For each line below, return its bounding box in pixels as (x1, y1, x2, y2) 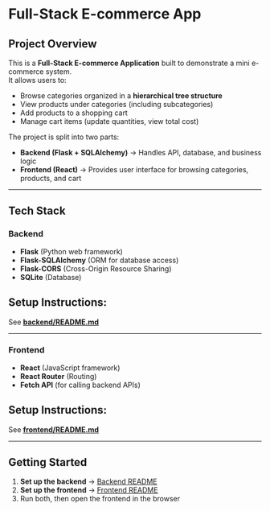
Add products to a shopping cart (19, 108, 129, 117)
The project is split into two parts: (8, 132, 120, 142)
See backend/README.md (8, 317, 99, 327)
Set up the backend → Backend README (19, 476, 157, 487)
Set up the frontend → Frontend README (19, 485, 158, 495)
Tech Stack (8, 204, 66, 218)
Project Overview (8, 37, 97, 51)
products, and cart (19, 174, 82, 183)
